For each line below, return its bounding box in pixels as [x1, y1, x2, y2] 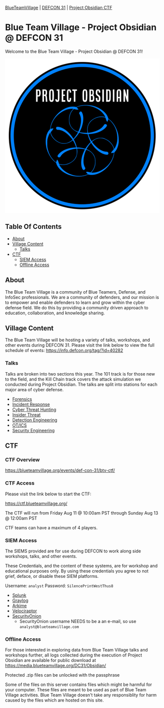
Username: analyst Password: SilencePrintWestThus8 [5, 582, 114, 589]
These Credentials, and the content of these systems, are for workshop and [5, 563, 158, 569]
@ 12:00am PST [5, 515, 38, 521]
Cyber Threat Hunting [12, 407, 56, 412]
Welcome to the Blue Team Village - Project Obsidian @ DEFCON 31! [5, 48, 143, 54]
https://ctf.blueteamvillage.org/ [5, 500, 68, 506]
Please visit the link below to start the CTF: [5, 491, 92, 497]
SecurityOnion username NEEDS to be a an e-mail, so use [19, 618, 137, 624]
